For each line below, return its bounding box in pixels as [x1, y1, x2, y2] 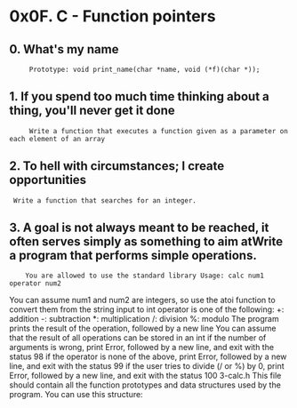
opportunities [9, 172, 87, 188]
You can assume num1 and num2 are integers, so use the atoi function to [9, 295, 276, 306]
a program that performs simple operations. [9, 248, 258, 263]
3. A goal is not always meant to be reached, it [9, 220, 269, 236]
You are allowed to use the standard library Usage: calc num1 [25, 271, 265, 281]
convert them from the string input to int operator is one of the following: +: [9, 304, 285, 315]
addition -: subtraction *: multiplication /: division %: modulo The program [9, 314, 279, 324]
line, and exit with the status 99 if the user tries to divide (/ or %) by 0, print [9, 361, 285, 372]
